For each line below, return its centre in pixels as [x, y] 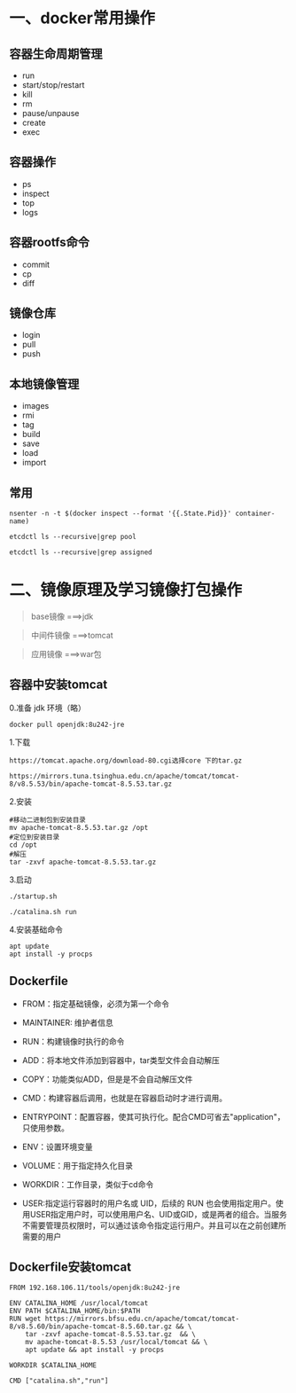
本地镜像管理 [44, 383]
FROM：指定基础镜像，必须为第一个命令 [96, 1004]
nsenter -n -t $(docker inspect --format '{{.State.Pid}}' [121, 514]
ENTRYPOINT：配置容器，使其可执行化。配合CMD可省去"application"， [153, 1116]
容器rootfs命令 [50, 243]
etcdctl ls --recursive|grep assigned [81, 552]
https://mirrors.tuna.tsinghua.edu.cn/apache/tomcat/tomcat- [125, 776]
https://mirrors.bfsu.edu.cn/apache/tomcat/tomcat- [142, 1319]
